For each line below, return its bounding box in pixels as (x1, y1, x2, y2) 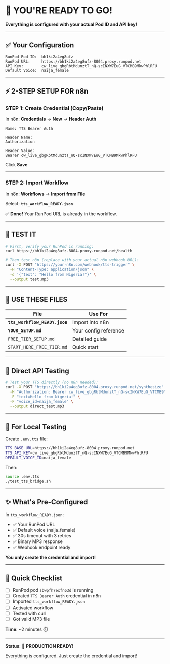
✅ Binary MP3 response (12, 538, 63, 545)
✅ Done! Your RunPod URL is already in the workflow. (5, 210, 117, 217)
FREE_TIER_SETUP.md (8, 336, 55, 342)
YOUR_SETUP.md (8, 328, 42, 334)
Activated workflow (12, 605, 54, 611)
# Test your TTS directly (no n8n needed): (5, 380, 99, 385)
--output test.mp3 (10, 277, 49, 282)
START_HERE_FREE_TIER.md (8, 344, 68, 350)
